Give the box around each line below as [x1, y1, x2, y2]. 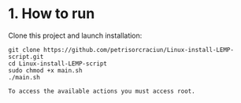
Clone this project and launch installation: [8, 31, 143, 40]
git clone [8, 46, 41, 53]
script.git [8, 53, 44, 61]
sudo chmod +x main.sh [8, 66, 83, 75]
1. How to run [8, 5, 95, 23]
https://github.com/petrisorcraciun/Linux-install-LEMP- [43, 46, 235, 53]
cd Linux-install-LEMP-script [8, 60, 108, 68]
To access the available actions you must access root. [8, 87, 195, 95]
